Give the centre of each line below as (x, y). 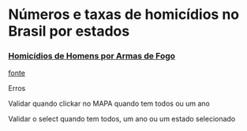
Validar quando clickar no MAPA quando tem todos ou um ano (109, 103)
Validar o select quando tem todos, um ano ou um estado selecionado (122, 119)
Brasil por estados (69, 31)
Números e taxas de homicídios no (124, 15)
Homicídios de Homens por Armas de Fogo (92, 56)
